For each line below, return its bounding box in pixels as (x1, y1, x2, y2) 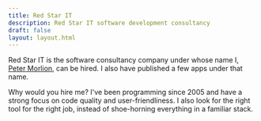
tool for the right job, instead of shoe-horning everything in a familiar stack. (8, 104, 253, 114)
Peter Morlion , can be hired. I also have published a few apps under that (8, 64, 243, 74)
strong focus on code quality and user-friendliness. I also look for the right (8, 96, 251, 105)
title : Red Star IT (8, 11, 73, 20)
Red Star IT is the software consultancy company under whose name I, (8, 55, 240, 65)
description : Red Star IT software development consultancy (8, 19, 211, 27)
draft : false (8, 26, 51, 34)
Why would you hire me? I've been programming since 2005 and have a (8, 88, 243, 97)
